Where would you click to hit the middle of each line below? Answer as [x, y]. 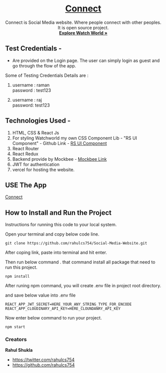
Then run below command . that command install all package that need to [80, 262]
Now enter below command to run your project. [54, 318]
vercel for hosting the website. [43, 170]
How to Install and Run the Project [58, 213]
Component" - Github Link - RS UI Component [60, 143]
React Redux [25, 154]
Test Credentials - [33, 48]
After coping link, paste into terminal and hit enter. [56, 252]
